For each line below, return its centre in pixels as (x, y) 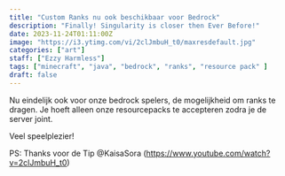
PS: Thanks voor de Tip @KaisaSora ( (78, 153)
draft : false (33, 75)
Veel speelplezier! (42, 136)
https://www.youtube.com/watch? (208, 153)
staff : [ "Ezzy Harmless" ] (57, 58)
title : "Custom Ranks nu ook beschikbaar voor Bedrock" (115, 17)
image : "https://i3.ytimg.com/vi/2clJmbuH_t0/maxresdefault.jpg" (132, 42)
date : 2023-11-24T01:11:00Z (61, 34)
